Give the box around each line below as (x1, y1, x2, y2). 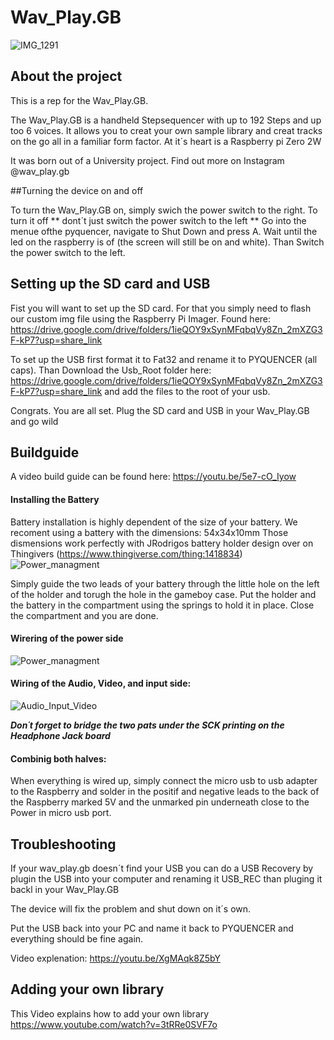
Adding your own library (10, 981, 165, 998)
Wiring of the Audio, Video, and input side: (10, 677, 192, 690)
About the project (10, 68, 123, 85)
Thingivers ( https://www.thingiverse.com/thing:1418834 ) (10, 547, 243, 560)
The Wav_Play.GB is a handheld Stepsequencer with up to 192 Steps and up (10, 114, 322, 126)
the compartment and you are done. (10, 609, 159, 621)
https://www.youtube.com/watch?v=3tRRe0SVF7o (10, 1018, 218, 1030)
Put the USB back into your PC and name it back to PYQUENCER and (10, 922, 294, 934)
